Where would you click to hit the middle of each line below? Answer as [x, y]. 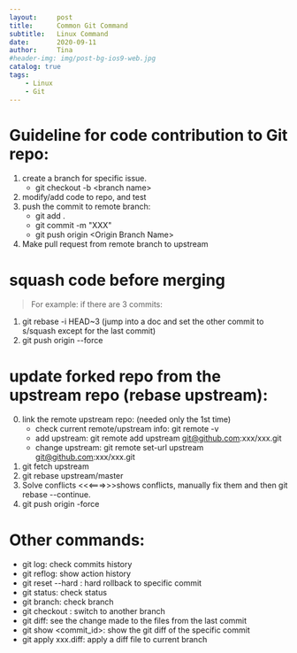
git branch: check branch [68, 602]
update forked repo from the [115, 376]
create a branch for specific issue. [84, 179]
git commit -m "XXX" [73, 226]
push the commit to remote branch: [86, 207]
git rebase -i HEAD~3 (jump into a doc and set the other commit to [143, 322]
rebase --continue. [56, 495]
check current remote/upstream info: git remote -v [127, 429]
